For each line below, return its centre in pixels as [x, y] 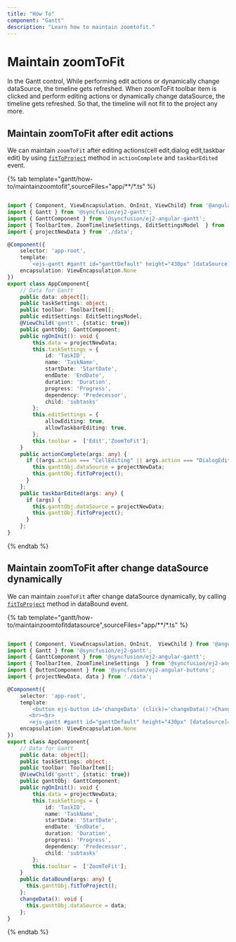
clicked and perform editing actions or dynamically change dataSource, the [116, 97]
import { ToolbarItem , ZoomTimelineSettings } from [86, 664]
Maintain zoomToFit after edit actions [91, 134]
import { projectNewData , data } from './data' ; [80, 677]
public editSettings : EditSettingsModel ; [81, 317]
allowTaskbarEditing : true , [86, 428]
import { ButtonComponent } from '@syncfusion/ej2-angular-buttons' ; [111, 670]
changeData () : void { [51, 899]
